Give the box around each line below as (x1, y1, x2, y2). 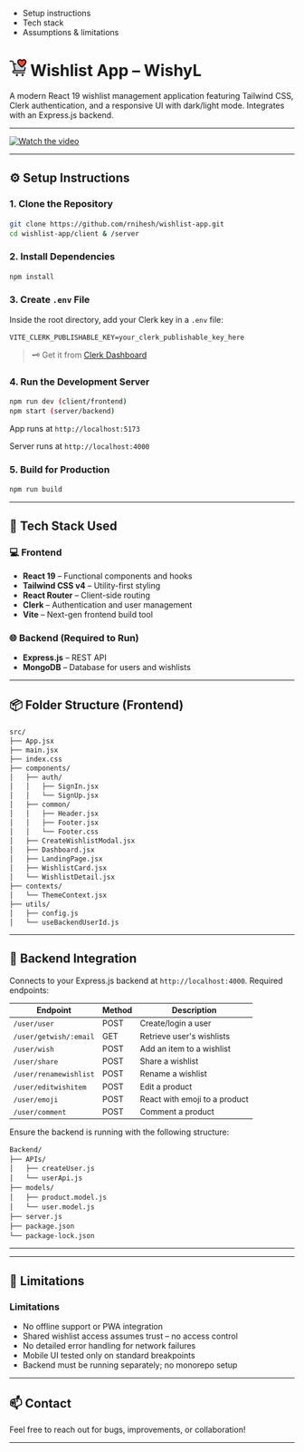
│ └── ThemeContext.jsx (9, 891, 107, 900)
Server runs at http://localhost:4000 (9, 440, 150, 452)
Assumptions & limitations (22, 27, 119, 37)
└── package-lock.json (9, 1231, 95, 1241)
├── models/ (9, 1184, 54, 1193)
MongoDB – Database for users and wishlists (22, 662, 192, 673)
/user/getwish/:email (13, 1032, 95, 1041)
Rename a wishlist (139, 1068, 208, 1079)
